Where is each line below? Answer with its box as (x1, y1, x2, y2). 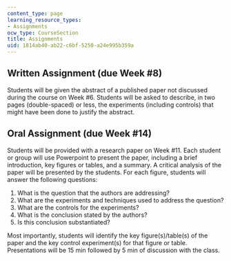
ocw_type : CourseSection (7, 29, 79, 36)
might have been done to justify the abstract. (7, 107, 135, 116)
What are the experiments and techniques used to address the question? (17, 196, 224, 204)
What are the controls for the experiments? (17, 203, 139, 211)
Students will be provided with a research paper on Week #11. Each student (7, 146, 221, 154)
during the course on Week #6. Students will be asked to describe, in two (7, 93, 216, 101)
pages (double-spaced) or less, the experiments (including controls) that (7, 101, 214, 109)
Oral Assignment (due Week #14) (7, 128, 152, 140)
